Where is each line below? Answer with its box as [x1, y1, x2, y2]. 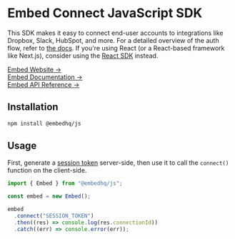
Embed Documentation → [7, 73, 83, 81]
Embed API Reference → [7, 80, 80, 88]
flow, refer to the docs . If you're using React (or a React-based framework [7, 44, 225, 52]
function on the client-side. [7, 166, 87, 175]
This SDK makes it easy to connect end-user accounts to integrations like [7, 29, 224, 37]
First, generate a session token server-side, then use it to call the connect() [7, 158, 229, 167]
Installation [7, 101, 59, 113]
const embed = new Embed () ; [7, 193, 91, 200]
